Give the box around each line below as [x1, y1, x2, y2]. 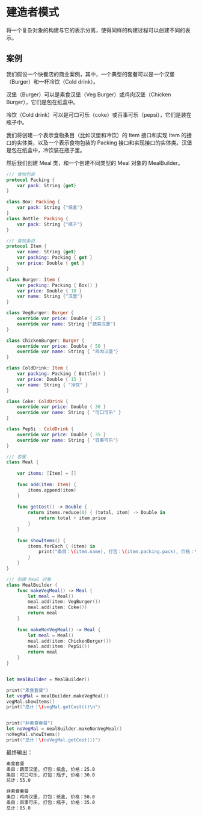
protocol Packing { [6, 177, 55, 183]
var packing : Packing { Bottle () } [17, 371, 106, 377]
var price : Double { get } [17, 260, 85, 266]
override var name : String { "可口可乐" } [17, 410, 121, 416]
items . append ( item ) [28, 487, 77, 493]
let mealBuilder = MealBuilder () [6, 676, 90, 682]
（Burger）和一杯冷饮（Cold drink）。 [6, 78, 99, 85]
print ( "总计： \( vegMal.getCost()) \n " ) [6, 704, 101, 710]
